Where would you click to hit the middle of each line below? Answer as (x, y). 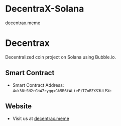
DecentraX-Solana (45, 9)
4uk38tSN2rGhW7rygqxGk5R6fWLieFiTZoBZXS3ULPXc (62, 91)
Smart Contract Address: (38, 85)
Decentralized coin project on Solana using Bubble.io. (61, 57)
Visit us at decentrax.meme (41, 118)
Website (18, 106)
